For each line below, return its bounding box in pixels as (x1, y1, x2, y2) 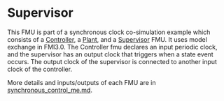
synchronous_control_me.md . (7, 86, 93, 94)
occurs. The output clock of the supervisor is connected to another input (7, 57, 217, 65)
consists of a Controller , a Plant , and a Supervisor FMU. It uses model (7, 35, 208, 43)
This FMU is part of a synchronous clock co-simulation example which (7, 28, 211, 36)
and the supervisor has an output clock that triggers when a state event (7, 50, 213, 59)
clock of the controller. (7, 65, 72, 73)
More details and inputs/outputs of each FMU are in (7, 78, 156, 86)
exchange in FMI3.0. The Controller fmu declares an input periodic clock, (7, 42, 218, 51)
